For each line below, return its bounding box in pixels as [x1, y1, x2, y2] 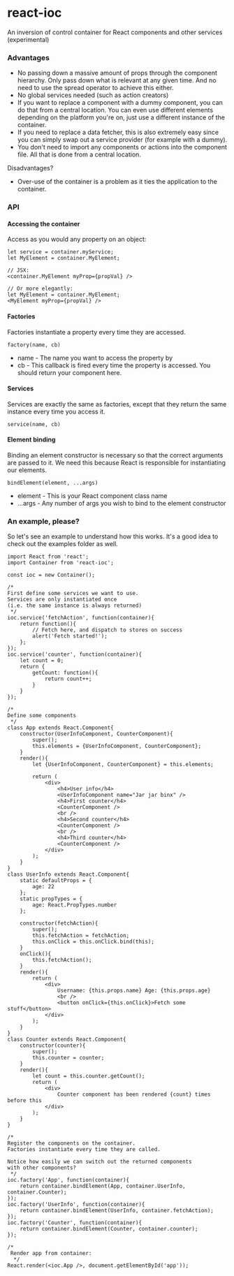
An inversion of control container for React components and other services [7, 28, 223, 36]
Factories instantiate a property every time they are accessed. [7, 328, 187, 336]
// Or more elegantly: [7, 285, 73, 293]
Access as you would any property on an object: [7, 235, 147, 244]
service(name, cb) [7, 420, 61, 427]
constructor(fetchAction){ [20, 920, 98, 927]
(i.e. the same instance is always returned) [7, 602, 142, 609]
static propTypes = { [20, 895, 82, 902]
